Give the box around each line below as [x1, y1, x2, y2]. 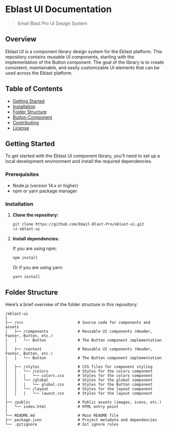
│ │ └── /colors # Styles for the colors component [5, 369, 153, 374]
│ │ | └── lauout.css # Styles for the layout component [5, 391, 153, 396]
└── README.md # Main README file [5, 413, 119, 418]
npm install [12, 255, 38, 260]
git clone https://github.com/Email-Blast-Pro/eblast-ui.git [12, 222, 145, 227]
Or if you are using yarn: [12, 264, 63, 270]
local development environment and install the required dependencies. [5, 158, 153, 164]
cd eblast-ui [12, 226, 40, 231]
